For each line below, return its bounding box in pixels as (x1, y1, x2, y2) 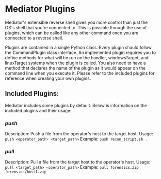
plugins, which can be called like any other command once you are (5, 30, 139, 36)
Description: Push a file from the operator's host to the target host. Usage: (5, 131, 154, 137)
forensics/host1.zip (5, 169, 47, 175)
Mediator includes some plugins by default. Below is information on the (5, 102, 147, 108)
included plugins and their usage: (5, 107, 72, 113)
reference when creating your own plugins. (5, 75, 91, 81)
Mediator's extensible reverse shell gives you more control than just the (5, 19, 148, 25)
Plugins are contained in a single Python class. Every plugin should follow (5, 44, 152, 50)
